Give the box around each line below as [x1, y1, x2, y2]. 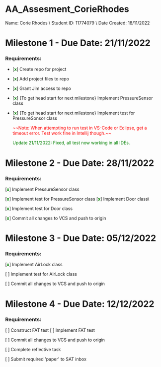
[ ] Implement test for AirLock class [5, 271, 77, 277]
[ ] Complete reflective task [5, 346, 61, 352]
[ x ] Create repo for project [12, 66, 67, 73]
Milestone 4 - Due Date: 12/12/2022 [5, 298, 155, 309]
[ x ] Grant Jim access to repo [12, 85, 71, 91]
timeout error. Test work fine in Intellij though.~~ [12, 130, 112, 136]
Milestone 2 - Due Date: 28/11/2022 [5, 157, 155, 168]
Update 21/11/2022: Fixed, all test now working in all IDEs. [12, 140, 130, 146]
